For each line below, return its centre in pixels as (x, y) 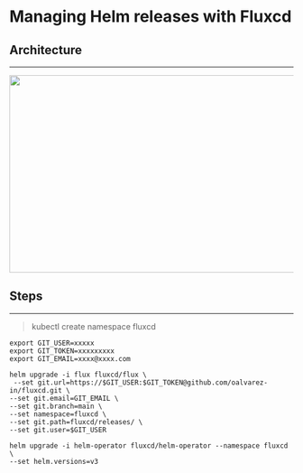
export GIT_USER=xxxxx (52, 343)
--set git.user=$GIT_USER (58, 430)
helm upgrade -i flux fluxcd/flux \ (78, 375)
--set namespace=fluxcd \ (58, 414)
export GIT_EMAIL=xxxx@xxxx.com (70, 358)
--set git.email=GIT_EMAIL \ (64, 398)
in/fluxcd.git (36, 390)
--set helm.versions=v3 (54, 461)
